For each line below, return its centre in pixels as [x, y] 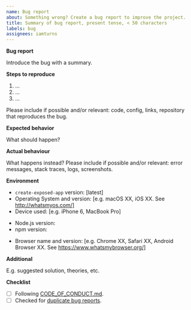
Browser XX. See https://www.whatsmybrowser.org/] [80, 247]
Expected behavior [30, 128]
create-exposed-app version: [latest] [59, 193]
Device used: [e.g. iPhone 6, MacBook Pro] [68, 212]
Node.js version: [35, 223]
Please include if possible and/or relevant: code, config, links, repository [95, 110]
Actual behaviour [28, 151]
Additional [19, 259]
